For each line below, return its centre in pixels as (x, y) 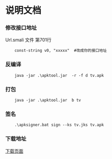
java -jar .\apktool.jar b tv (48, 101)
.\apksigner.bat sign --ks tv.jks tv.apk (59, 125)
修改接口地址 (21, 28)
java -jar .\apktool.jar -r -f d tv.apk (59, 75)
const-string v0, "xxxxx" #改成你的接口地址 (61, 51)
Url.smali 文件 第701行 (28, 40)
